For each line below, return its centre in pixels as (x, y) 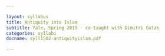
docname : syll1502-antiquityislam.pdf (54, 39)
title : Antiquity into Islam (42, 22)
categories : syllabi (32, 33)
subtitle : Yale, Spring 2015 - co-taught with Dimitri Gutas (83, 28)
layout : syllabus (27, 17)
